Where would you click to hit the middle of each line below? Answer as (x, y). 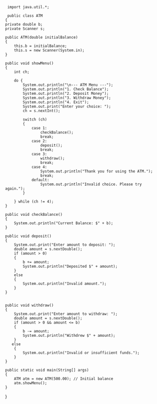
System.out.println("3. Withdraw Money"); (67, 98)
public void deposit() (28, 236)
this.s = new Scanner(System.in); (49, 50)
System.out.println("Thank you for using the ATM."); (96, 171)
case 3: (39, 154)
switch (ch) (35, 120)
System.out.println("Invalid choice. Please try (91, 184)
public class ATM (25, 16)
